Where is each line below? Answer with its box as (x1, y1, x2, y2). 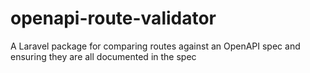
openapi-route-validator (10, 7, 217, 30)
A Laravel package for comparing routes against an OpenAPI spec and (10, 40, 301, 52)
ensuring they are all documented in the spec (10, 50, 197, 62)
